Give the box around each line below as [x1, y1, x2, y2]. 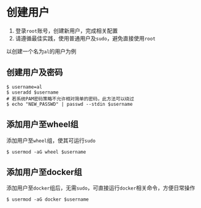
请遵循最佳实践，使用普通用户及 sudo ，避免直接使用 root [15, 34, 156, 42]
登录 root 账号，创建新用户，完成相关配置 [15, 27, 118, 34]
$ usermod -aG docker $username [6, 196, 89, 202]
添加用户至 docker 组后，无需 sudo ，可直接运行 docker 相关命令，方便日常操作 [6, 184, 195, 191]
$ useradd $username [6, 89, 59, 95]
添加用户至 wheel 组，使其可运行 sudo [6, 136, 96, 144]
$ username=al [6, 84, 43, 90]
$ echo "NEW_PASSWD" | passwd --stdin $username [6, 101, 133, 107]
